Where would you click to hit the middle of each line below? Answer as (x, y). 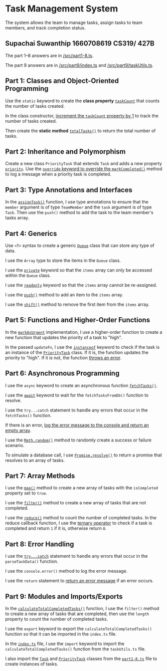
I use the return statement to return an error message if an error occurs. (79, 581)
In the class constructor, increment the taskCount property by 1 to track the (82, 116)
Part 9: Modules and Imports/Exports (64, 596)
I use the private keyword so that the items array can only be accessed (79, 270)
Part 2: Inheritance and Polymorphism (66, 151)
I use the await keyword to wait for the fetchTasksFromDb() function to (77, 395)
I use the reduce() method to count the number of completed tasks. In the (81, 518)
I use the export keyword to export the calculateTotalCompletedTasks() (79, 629)
